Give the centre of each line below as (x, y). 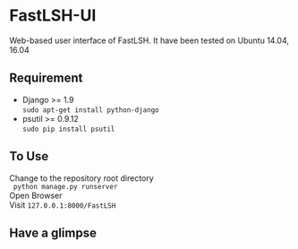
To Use (29, 156)
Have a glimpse (53, 232)
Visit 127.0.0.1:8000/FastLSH (63, 205)
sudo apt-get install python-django (90, 110)
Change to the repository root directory (81, 178)
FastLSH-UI (53, 16)
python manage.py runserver (65, 186)
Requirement (46, 78)
